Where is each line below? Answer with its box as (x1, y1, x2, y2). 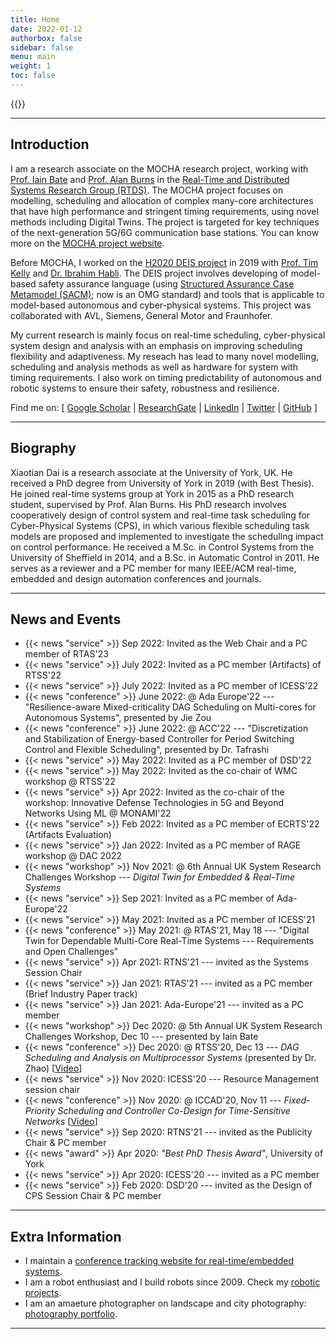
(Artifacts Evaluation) (24, 829, 112, 841)
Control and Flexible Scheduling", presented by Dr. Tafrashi (24, 744, 270, 756)
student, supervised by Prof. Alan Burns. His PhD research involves (10, 498, 287, 510)
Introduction (10, 136, 90, 153)
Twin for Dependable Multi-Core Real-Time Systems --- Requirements (24, 935, 315, 947)
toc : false (10, 71, 56, 81)
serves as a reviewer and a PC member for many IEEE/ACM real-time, (10, 562, 297, 574)
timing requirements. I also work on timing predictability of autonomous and (10, 371, 322, 383)
